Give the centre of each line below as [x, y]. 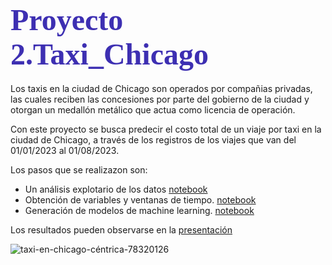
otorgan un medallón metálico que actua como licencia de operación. [153, 109]
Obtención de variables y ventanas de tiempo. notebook [140, 199]
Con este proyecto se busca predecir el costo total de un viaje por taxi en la [166, 129]
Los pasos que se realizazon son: [79, 169]
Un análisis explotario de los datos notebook [116, 189]
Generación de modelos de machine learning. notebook [139, 210]
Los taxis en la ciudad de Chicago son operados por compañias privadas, [161, 88]
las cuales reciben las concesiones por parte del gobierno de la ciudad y [160, 99]
